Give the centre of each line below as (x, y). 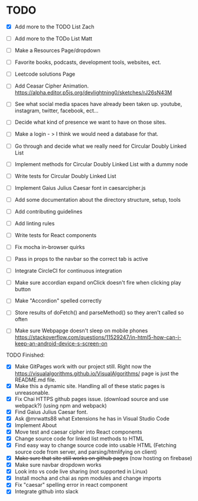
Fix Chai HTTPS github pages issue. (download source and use (92, 399)
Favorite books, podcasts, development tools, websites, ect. (88, 62)
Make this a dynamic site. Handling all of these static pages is (90, 386)
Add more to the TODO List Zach (54, 27)
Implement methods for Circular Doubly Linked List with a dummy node (101, 164)
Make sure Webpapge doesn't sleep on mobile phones (81, 331)
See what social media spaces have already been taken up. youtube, (98, 104)
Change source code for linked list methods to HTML (79, 438)
